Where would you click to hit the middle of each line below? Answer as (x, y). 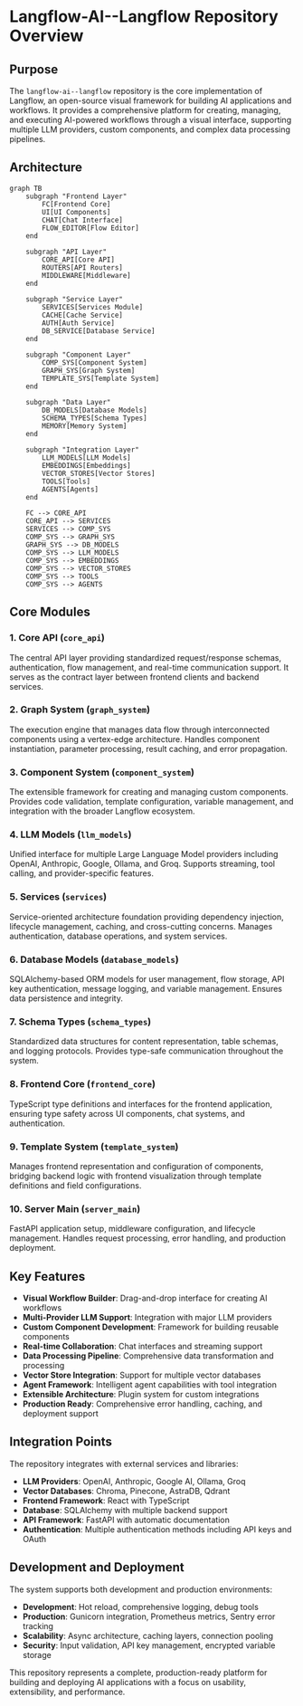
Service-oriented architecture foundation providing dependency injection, (147, 917)
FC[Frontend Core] (76, 204)
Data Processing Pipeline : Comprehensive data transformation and (148, 1356)
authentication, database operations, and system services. (118, 936)
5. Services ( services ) (58, 897)
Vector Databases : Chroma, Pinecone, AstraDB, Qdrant (126, 1491)
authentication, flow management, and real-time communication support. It (149, 667)
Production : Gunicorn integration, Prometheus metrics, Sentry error (149, 1616)
